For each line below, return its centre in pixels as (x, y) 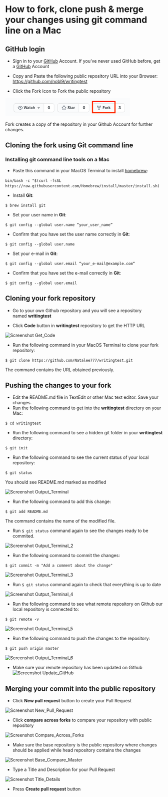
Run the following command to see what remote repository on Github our (87, 604)
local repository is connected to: (45, 609)
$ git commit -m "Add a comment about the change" (59, 566)
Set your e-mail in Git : (35, 253)
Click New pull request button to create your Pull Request (72, 701)
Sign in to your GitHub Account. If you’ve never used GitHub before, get (86, 61)
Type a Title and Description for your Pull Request (63, 769)
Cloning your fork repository (50, 298)
